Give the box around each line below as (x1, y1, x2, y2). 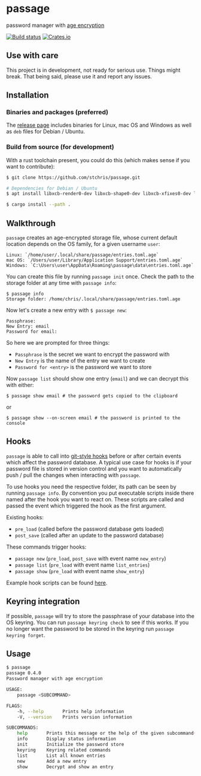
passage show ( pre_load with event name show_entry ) (14, 567, 145, 574)
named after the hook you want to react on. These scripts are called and (6, 495, 184, 503)
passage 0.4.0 (6, 670, 42, 676)
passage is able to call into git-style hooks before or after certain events (6, 452, 181, 459)
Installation (6, 90, 49, 101)
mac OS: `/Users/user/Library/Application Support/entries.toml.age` (6, 257, 184, 263)
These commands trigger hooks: (6, 543, 87, 550)
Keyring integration (6, 597, 80, 607)
